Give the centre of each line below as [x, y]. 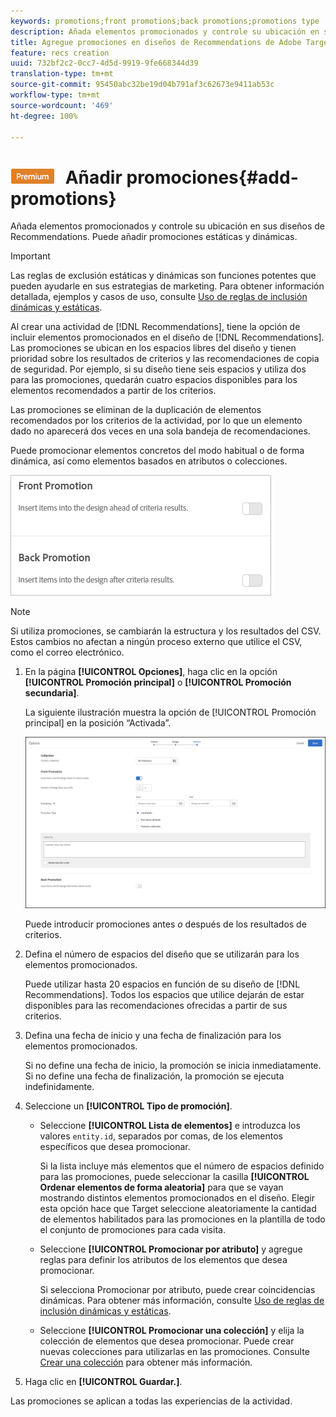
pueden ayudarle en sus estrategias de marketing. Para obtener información [167, 286]
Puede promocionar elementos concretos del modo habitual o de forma [157, 451]
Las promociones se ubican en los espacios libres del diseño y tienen [153, 348]
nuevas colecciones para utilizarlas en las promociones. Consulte [174, 1351]
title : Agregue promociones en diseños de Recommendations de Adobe [156, 42]
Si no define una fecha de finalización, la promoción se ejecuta [154, 1076]
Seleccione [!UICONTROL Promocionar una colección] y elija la [172, 1330]
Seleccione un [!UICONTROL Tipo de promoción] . [128, 1106]
